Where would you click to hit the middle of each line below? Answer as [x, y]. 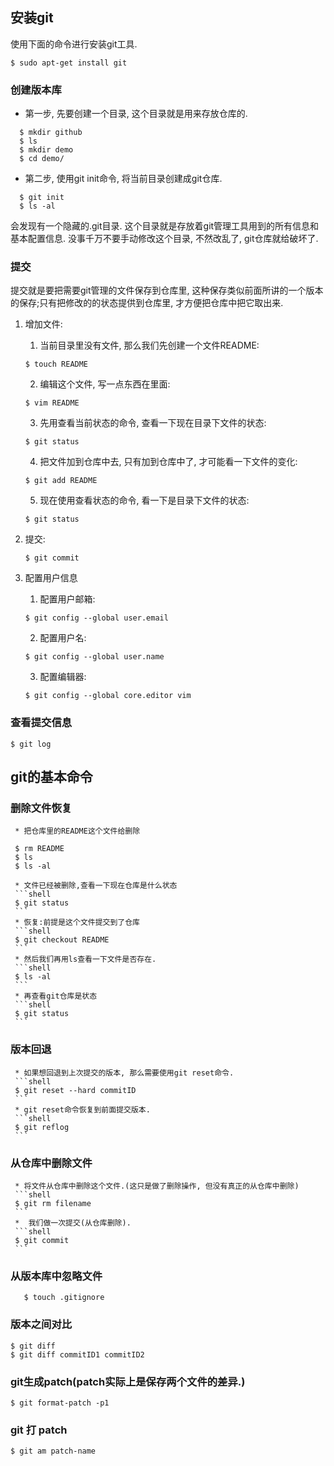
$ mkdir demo [46, 150]
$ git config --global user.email [96, 618]
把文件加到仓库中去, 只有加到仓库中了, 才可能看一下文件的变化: [168, 462]
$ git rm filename [53, 1203]
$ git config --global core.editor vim [108, 696]
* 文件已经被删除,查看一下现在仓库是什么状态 [96, 886]
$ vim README [52, 403]
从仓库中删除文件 [51, 1163]
